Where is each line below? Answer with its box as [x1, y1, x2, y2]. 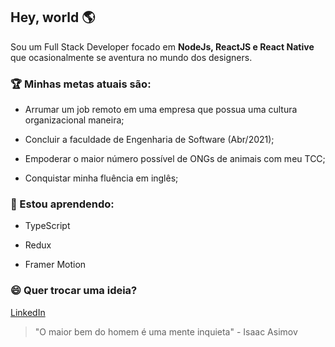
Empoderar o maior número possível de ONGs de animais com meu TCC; [24, 153, 326, 165]
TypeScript [24, 220, 71, 232]
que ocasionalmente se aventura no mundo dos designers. [10, 51, 253, 63]
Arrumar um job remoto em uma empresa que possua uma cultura [24, 104, 298, 116]
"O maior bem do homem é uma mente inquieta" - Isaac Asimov [34, 325, 298, 338]
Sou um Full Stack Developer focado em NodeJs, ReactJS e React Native [10, 40, 315, 53]
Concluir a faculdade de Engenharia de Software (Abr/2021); [24, 134, 275, 146]
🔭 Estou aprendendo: [10, 197, 115, 211]
